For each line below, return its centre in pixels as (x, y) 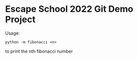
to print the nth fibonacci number (39, 51)
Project (20, 19)
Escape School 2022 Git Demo (69, 9)
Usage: (12, 33)
